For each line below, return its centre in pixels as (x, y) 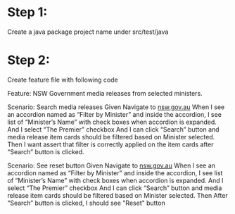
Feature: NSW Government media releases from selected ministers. (105, 93)
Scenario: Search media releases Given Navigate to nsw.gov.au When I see (116, 107)
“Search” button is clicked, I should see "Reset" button (86, 203)
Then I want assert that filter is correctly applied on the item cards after (110, 144)
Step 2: (29, 60)
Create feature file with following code (63, 80)
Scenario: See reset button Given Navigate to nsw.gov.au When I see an (112, 165)
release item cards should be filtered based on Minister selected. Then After (118, 195)
